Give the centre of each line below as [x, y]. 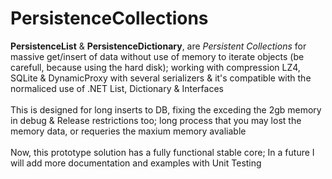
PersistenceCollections [109, 18]
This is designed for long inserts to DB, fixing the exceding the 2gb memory [166, 109]
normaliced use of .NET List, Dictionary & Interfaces [117, 88]
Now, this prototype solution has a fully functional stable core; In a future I [162, 152]
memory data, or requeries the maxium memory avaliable [128, 131]
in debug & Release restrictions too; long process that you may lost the [156, 120]
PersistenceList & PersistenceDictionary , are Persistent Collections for [158, 46]
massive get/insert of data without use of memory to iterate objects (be [157, 56]
